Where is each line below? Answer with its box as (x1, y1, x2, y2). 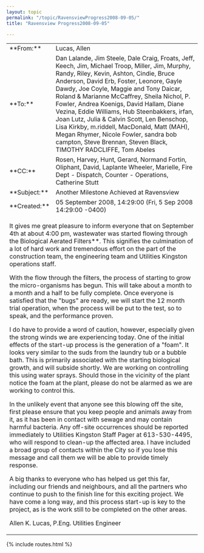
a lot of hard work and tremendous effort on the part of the (9, 244, 177, 253)
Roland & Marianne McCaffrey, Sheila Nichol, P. (55, 92, 191, 101)
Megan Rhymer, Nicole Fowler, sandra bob (55, 130, 177, 139)
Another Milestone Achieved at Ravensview (55, 188, 180, 197)
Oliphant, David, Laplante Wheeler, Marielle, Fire (55, 163, 193, 171)
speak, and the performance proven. (9, 312, 114, 320)
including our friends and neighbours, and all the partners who (9, 482, 188, 491)
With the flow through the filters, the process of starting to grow (9, 274, 191, 282)
